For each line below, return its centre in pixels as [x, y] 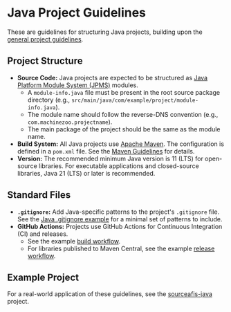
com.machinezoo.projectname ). [70, 122]
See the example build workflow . [74, 241]
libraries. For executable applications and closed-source [119, 166]
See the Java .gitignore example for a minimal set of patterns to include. [120, 219]
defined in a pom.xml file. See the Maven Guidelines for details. [106, 151]
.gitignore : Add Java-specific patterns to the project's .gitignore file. [118, 212]
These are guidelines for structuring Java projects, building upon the [105, 32]
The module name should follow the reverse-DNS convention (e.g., [123, 114]
